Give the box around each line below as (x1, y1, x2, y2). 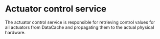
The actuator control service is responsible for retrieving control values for (5, 19, 155, 25)
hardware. (5, 29, 26, 35)
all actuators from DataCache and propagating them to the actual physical (5, 24, 154, 30)
